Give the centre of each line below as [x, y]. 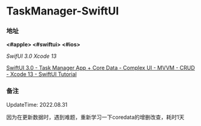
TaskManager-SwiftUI [63, 11]
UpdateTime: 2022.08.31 [37, 104]
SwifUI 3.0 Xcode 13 [31, 56]
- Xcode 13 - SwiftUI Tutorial [41, 74]
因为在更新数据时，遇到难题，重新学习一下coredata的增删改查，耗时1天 [95, 117]
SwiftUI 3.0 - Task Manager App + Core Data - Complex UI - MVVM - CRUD [101, 68]
